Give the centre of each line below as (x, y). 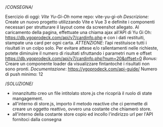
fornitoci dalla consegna (37, 119)
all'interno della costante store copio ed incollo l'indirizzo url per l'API (82, 114)
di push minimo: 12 (24, 74)
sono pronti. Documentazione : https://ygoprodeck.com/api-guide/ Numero (81, 69)
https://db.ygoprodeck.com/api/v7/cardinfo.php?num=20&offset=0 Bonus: (81, 58)
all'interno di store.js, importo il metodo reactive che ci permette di (80, 104)
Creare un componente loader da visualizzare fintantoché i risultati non (77, 64)
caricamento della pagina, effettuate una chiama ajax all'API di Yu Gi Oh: (79, 32)
